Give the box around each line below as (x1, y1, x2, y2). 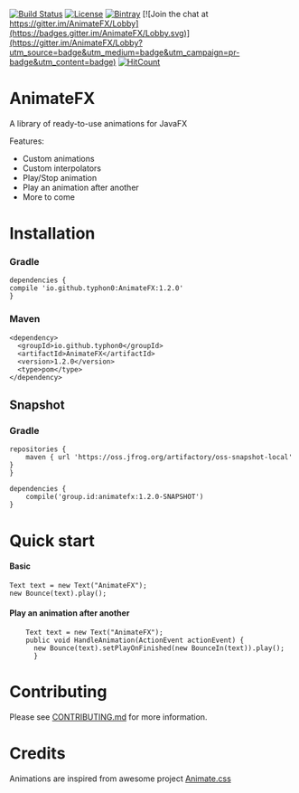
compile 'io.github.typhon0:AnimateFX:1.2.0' (9, 284, 183, 293)
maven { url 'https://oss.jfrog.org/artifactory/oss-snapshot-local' (25, 453, 294, 462)
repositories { (9, 445, 67, 454)
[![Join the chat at (142, 9, 210, 19)
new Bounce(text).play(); (9, 589, 107, 598)
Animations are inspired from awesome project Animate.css (9, 773, 232, 784)
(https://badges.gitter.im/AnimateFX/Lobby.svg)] (9, 28, 191, 38)
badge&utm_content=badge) (9, 57, 117, 67)
